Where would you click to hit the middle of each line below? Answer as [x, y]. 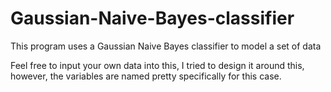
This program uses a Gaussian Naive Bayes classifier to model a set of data [166, 46]
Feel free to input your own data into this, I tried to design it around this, [157, 65]
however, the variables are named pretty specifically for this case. [146, 76]
